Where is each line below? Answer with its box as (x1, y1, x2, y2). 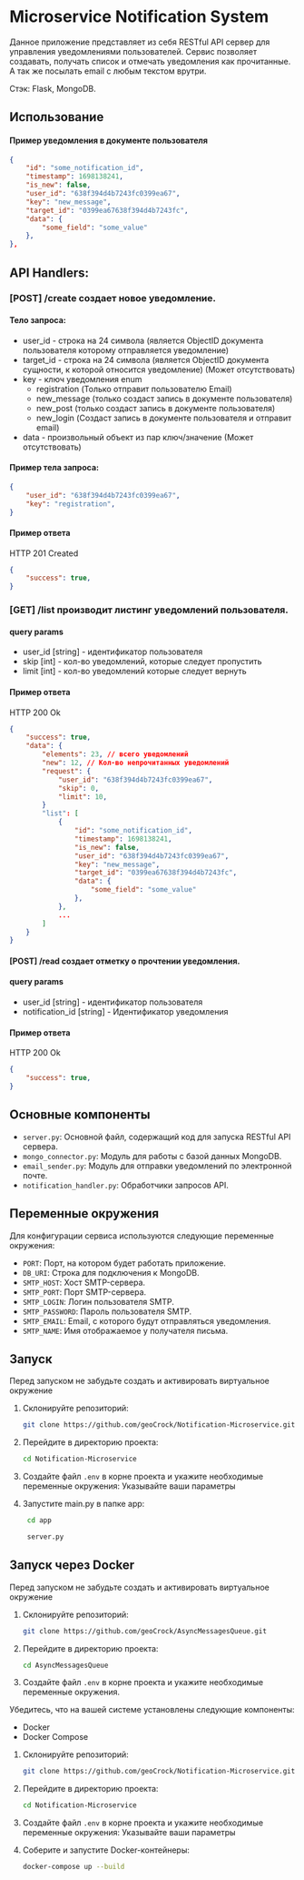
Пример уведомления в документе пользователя (9, 135, 209, 146)
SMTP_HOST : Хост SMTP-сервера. (22, 1277, 146, 1288)
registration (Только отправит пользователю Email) (35, 383, 233, 394)
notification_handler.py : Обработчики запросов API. (22, 1179, 230, 1190)
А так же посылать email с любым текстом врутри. (9, 66, 207, 76)
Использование (9, 109, 104, 125)
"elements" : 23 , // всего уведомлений (42, 750, 189, 759)
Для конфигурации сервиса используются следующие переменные (9, 1230, 274, 1241)
